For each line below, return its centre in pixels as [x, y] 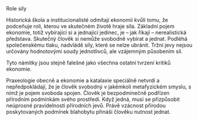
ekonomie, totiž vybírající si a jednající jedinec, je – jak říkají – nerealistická [96, 32]
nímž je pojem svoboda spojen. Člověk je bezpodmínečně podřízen [88, 93]
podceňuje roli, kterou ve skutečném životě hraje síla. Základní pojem [90, 26]
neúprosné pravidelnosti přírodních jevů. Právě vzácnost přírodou [86, 105]
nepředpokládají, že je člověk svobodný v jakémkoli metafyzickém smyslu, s [99, 87]
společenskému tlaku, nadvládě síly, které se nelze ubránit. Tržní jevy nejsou [99, 45]
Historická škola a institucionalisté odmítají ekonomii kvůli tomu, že [87, 20]
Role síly [16, 9]
